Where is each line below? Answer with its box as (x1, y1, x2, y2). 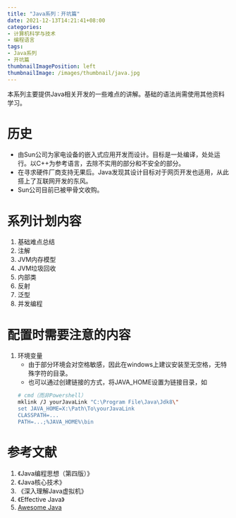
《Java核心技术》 (17, 478, 66, 486)
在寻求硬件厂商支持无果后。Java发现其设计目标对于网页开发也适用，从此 (17, 168, 230, 176)
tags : (7, 43, 23, 50)
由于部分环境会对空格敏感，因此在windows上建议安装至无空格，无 (27, 361, 221, 369)
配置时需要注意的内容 (7, 327, 132, 343)
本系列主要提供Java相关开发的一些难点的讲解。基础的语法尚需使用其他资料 (7, 90, 225, 98)
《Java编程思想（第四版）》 (17, 469, 94, 477)
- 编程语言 (7, 37, 35, 44)
